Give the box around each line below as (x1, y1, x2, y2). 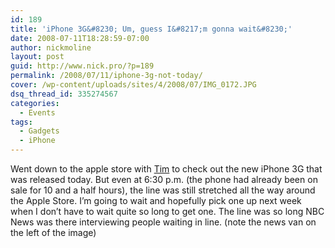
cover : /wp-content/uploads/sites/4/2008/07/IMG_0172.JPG (10, 80, 257, 90)
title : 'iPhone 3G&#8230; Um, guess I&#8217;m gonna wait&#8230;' (10, 24, 293, 34)
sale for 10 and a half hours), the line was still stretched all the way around (10, 184, 316, 196)
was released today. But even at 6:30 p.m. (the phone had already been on (10, 174, 318, 185)
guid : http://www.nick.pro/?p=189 (10, 61, 155, 71)
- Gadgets (19, 126, 60, 136)
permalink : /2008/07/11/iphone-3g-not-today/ (10, 71, 203, 81)
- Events (19, 107, 56, 118)
